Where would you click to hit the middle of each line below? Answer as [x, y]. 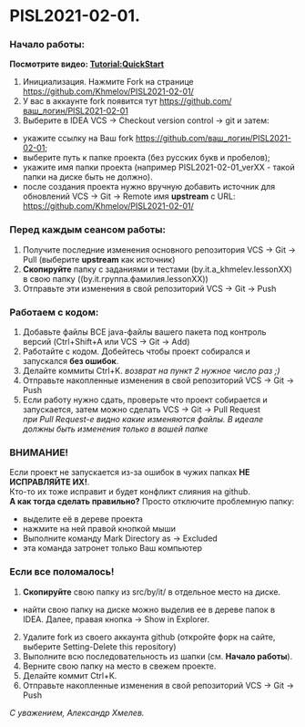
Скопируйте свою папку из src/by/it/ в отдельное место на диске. [152, 592]
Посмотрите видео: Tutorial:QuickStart [87, 64]
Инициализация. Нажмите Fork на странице [108, 82]
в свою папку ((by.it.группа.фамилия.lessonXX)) [116, 278]
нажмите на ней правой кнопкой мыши [99, 529]
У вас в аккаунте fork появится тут [90, 101]
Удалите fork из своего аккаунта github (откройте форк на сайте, [149, 637]
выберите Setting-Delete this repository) [99, 646]
